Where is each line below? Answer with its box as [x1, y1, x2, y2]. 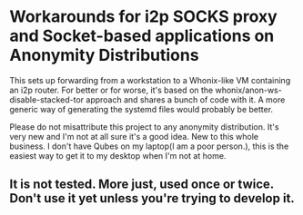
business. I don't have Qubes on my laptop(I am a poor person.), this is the [9, 141, 289, 151]
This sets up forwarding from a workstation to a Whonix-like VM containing [9, 74, 291, 85]
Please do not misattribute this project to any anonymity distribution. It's [9, 121, 279, 132]
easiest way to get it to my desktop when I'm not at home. [9, 150, 227, 161]
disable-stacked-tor [9, 93, 85, 105]
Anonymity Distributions [9, 45, 199, 65]
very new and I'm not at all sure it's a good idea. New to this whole [9, 131, 259, 142]
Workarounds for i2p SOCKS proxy [9, 6, 278, 27]
